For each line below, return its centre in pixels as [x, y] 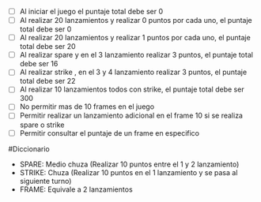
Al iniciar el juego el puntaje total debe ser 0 [91, 11]
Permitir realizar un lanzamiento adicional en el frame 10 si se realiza [131, 116]
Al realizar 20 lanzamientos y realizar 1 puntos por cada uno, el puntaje [135, 38]
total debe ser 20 [48, 47]
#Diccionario [29, 148]
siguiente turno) [45, 181]
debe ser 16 [39, 64]
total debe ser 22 [47, 81]
